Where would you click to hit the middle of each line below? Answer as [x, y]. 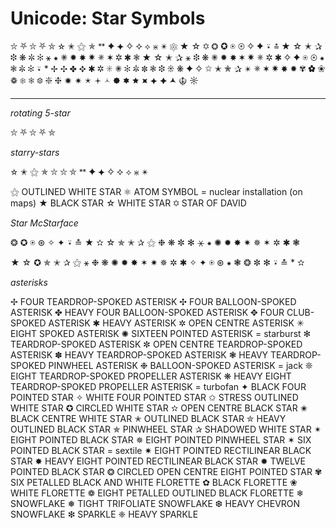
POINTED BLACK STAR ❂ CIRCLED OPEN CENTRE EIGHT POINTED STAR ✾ [166, 471]
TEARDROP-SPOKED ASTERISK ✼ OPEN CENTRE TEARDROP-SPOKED [156, 344]
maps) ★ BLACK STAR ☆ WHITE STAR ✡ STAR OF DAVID [128, 203]
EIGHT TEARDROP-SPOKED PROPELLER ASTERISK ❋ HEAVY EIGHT [151, 376]
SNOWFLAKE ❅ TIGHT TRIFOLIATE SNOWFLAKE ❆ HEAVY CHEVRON [155, 503]
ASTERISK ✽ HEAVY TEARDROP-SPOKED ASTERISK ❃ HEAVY [139, 354]
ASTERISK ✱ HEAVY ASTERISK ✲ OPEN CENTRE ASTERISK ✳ [176, 323]
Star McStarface [44, 223]
